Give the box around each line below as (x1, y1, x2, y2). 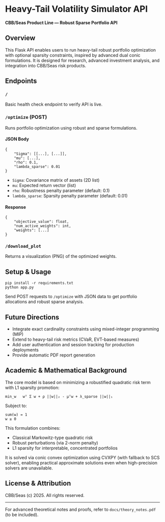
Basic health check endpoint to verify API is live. (5, 102, 103, 108)
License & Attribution (5, 479, 71, 488)
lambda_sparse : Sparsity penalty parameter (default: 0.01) (12, 192, 128, 198)
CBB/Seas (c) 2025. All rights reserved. (5, 492, 85, 498)
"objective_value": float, (14, 220, 69, 224)
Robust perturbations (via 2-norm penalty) (12, 440, 98, 445)
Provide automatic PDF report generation (12, 352, 96, 358)
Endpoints (5, 77, 37, 85)
